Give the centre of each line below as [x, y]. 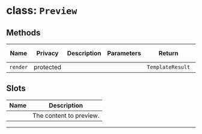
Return [168, 53]
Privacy [47, 53]
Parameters [124, 53]
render [19, 67]
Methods [23, 33]
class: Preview [41, 11]
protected [48, 67]
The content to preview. [66, 115]
